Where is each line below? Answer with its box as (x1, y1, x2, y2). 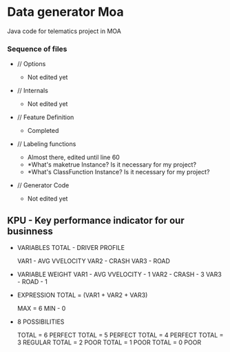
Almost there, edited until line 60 (27, 153, 121, 162)
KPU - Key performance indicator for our (7, 214, 185, 226)
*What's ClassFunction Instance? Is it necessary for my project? (27, 168, 210, 176)
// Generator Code (17, 181, 70, 189)
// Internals (17, 87, 48, 95)
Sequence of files (7, 44, 67, 54)
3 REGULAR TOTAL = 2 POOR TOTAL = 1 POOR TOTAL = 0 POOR (17, 338, 202, 346)
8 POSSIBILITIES (17, 318, 65, 326)
